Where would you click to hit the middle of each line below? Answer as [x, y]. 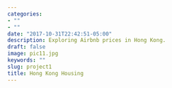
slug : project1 [30, 67]
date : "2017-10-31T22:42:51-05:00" [60, 34]
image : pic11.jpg [33, 54]
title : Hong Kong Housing [45, 73]
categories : [25, 14]
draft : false [27, 47]
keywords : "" [27, 60]
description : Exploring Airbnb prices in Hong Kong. [87, 40]
